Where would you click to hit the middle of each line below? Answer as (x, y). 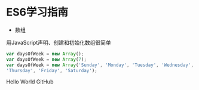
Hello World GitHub (30, 82)
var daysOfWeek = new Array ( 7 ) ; (46, 59)
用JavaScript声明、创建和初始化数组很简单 (59, 42)
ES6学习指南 (37, 12)
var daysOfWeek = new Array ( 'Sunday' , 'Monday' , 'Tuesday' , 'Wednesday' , (100, 65)
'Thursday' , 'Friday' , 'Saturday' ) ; (52, 70)
